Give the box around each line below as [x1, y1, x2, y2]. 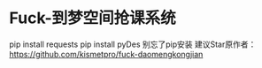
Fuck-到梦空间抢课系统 [9, 8, 177, 28]
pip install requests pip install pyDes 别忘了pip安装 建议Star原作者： [9, 39, 257, 49]
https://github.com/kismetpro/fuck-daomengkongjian [9, 49, 204, 59]
